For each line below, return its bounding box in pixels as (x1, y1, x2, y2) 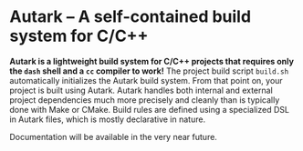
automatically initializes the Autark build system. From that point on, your (9, 75, 283, 86)
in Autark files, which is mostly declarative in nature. (9, 114, 206, 125)
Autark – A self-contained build (9, 6, 252, 27)
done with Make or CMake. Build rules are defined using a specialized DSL (9, 104, 290, 115)
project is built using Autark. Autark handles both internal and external (9, 85, 274, 96)
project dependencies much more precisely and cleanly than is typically (9, 94, 280, 106)
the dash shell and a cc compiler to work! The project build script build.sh (9, 65, 289, 76)
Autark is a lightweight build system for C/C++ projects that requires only (9, 55, 295, 66)
